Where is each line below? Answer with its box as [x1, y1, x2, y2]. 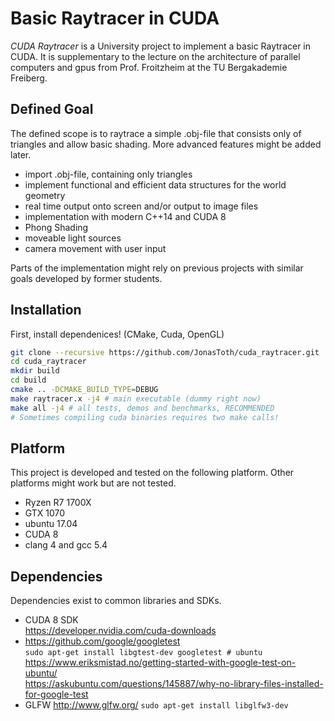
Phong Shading [24, 221, 89, 233]
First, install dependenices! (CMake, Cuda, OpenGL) [10, 328, 225, 340]
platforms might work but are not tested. [10, 477, 177, 489]
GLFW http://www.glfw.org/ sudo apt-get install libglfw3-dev [24, 699, 289, 711]
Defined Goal [10, 101, 94, 118]
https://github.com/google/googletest [24, 635, 181, 647]
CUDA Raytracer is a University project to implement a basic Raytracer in [10, 40, 312, 52]
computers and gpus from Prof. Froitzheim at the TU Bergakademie [10, 61, 288, 73]
